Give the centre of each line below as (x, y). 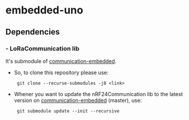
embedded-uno (44, 10)
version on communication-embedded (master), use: (78, 100)
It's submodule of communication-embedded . (61, 61)
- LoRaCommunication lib (43, 49)
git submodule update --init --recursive (68, 111)
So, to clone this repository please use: (61, 72)
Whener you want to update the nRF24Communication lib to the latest (98, 94)
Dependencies (33, 32)
